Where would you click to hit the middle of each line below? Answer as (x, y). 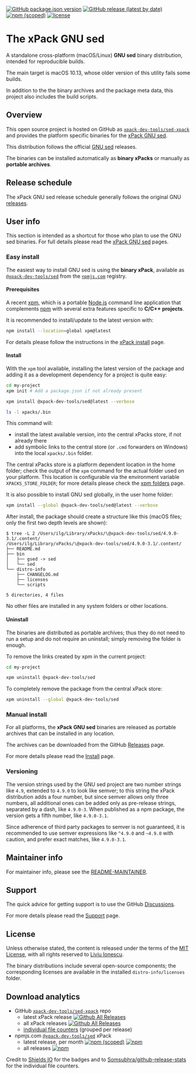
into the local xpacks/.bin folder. (54, 453)
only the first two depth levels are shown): (57, 523)
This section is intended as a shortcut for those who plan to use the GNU (94, 236)
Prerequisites (23, 290)
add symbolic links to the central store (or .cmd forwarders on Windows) (101, 447)
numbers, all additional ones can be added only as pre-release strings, (91, 803)
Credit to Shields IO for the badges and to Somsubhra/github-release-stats (96, 1059)
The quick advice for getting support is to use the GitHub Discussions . (91, 904)
